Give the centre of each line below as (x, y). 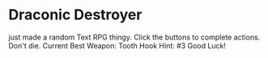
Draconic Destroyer (75, 15)
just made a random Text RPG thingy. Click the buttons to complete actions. (134, 37)
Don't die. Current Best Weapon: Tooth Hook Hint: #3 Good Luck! (117, 45)
